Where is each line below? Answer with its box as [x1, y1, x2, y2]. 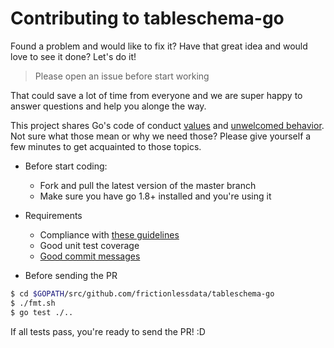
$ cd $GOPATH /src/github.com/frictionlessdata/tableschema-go [10, 288, 275, 299]
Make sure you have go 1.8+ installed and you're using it [39, 190, 272, 202]
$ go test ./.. [10, 307, 74, 317]
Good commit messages [39, 250, 141, 262]
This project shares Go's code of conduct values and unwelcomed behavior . [10, 119, 325, 131]
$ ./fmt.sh [10, 298, 56, 308]
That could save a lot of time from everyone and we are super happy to [10, 89, 303, 101]
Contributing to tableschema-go [10, 7, 285, 30]
